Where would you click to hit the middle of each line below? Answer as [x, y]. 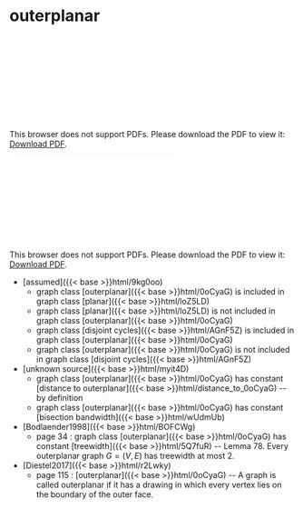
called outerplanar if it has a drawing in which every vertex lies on [159, 484]
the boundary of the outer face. [95, 494]
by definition [59, 397]
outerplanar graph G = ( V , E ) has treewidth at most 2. [135, 455]
